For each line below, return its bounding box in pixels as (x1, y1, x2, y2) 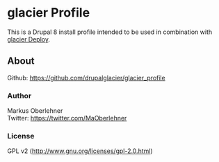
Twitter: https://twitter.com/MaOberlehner (7, 114, 127, 123)
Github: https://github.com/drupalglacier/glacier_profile (7, 73, 165, 82)
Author (7, 91, 32, 100)
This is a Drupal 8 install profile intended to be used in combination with (7, 28, 213, 36)
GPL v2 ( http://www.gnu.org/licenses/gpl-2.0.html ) (7, 147, 153, 155)
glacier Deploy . (7, 35, 51, 43)
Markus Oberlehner (7, 107, 63, 115)
